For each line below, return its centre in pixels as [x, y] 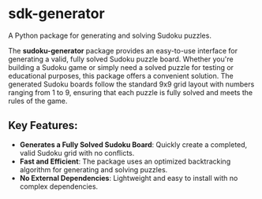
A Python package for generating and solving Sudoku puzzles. [110, 35]
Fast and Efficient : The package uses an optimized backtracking [125, 161]
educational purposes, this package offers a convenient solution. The [121, 76]
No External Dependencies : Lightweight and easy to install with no [129, 178]
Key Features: [43, 125]
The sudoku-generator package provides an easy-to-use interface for [123, 50]
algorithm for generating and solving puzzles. [94, 169]
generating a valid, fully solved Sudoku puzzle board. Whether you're [121, 59]
